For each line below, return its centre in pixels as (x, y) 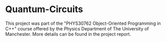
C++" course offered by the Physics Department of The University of (77, 28)
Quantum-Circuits (44, 9)
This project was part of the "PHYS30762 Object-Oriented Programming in (83, 23)
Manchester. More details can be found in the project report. (68, 34)
